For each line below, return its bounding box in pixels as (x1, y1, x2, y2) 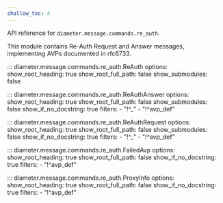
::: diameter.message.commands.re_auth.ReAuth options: (7, 62, 168, 70)
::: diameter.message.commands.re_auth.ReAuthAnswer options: (7, 90, 189, 98)
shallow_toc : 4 (7, 10, 51, 17)
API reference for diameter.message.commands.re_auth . (7, 29, 160, 37)
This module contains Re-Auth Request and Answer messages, (7, 42, 185, 50)
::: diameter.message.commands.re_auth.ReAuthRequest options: (7, 118, 192, 126)
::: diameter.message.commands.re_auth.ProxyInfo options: (7, 174, 174, 182)
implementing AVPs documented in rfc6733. (7, 49, 132, 57)
